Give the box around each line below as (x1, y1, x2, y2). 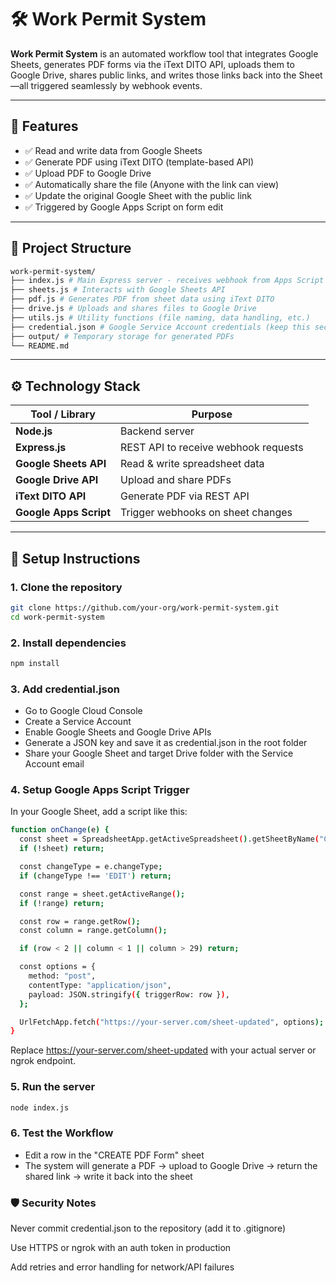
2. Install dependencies (10, 636, 127, 650)
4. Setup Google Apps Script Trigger (10, 783, 190, 797)
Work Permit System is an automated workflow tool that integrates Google (10, 47, 319, 60)
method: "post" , (28, 971, 97, 981)
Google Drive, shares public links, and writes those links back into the (10, 69, 297, 81)
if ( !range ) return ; (19, 898, 105, 908)
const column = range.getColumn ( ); (19, 926, 168, 936)
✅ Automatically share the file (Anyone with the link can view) (24, 178, 280, 190)
